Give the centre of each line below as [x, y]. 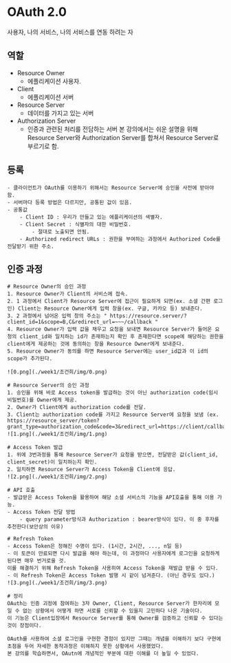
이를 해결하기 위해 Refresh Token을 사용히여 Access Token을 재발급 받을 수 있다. [113, 568]
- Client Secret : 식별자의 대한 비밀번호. [76, 224]
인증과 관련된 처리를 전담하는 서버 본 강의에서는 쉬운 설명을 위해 [112, 129]
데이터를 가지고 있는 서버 [60, 113]
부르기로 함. [43, 146]
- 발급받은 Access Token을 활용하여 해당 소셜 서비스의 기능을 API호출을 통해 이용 [111, 497]
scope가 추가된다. [30, 359]
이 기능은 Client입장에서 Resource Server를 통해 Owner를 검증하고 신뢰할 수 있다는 [115, 618]
